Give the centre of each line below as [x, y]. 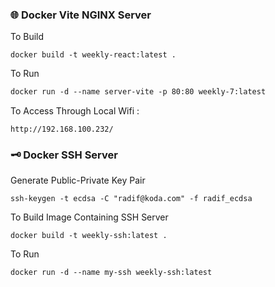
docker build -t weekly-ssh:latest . [89, 236]
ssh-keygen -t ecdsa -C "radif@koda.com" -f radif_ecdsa [131, 199]
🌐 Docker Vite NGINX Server [81, 15]
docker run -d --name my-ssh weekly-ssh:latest [111, 273]
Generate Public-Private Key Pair [78, 180]
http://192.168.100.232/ [62, 129]
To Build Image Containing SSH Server [89, 217]
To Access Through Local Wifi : [75, 111]
